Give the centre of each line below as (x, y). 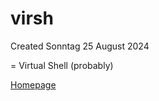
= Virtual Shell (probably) (62, 65)
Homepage (33, 84)
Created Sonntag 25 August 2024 (80, 46)
